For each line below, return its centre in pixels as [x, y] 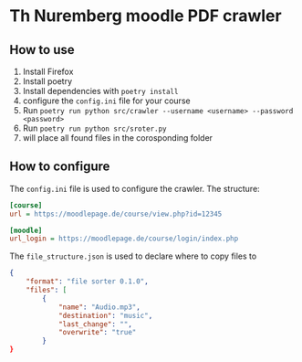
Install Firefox [48, 71]
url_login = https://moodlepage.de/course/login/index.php [124, 239]
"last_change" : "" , [95, 324]
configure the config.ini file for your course [106, 101]
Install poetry [47, 81]
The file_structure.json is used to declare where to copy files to [133, 256]
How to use [42, 50]
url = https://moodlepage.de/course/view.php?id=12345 [116, 214]
